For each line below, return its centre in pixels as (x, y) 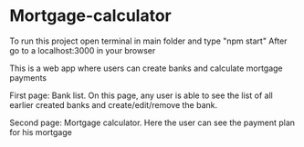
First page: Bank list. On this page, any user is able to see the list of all (142, 95)
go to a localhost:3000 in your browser (83, 50)
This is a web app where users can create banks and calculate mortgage (146, 68)
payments (28, 77)
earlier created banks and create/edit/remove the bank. (113, 104)
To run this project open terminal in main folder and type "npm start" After (148, 41)
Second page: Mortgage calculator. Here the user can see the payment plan (152, 122)
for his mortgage (41, 132)
